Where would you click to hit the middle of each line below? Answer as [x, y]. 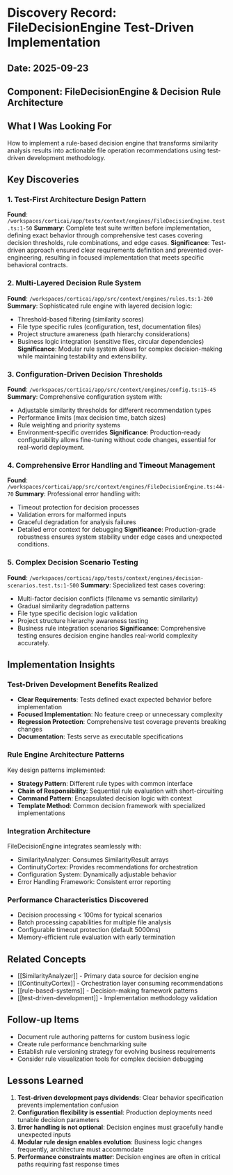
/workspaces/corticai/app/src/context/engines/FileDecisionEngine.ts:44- [116, 487]
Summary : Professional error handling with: [78, 494]
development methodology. [66, 157]
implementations [41, 813]
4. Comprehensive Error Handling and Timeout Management [111, 465]
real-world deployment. [51, 448]
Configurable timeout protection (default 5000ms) [89, 930]
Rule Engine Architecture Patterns [66, 755]
